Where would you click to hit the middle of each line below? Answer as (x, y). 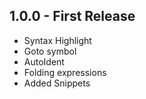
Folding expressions (65, 72)
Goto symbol (50, 51)
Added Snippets (57, 83)
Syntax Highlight (57, 40)
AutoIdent (44, 61)
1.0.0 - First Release (72, 16)
